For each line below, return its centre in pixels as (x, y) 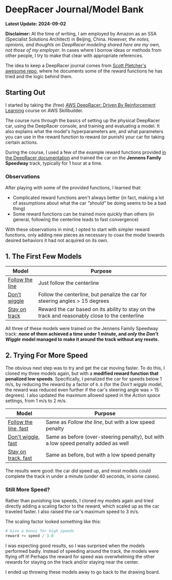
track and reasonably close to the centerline (91, 316)
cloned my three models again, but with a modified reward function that (82, 373)
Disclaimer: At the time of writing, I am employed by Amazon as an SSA (81, 33)
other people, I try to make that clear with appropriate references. (74, 56)
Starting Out (25, 93)
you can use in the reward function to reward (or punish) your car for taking (85, 137)
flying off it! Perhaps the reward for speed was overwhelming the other (80, 556)
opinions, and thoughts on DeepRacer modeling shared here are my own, (83, 44)
